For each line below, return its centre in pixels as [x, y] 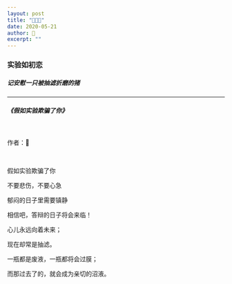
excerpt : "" [24, 39]
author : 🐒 [21, 33]
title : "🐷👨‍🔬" [26, 20]
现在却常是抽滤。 [31, 244]
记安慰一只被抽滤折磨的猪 [43, 82]
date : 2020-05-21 [32, 26]
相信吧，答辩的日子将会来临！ [49, 215]
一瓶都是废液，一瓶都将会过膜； [52, 259]
